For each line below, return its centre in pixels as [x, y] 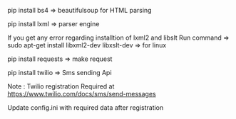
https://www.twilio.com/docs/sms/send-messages [82, 94]
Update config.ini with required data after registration [86, 108]
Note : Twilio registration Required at [61, 86]
